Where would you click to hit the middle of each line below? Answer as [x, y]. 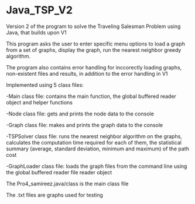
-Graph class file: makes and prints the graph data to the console [84, 125]
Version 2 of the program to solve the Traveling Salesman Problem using [93, 26]
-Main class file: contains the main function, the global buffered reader [91, 96]
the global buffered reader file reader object [59, 172]
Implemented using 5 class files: [45, 85]
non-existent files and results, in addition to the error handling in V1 [87, 73]
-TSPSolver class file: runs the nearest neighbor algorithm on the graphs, [94, 136]
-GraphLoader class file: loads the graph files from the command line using [97, 166]
